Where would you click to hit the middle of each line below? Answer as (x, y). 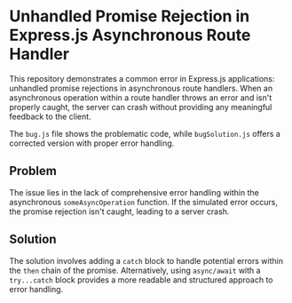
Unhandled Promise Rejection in (130, 16)
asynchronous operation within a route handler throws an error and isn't (141, 97)
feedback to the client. (50, 116)
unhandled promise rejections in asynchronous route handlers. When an (141, 88)
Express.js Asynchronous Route (130, 35)
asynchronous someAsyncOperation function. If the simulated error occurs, (143, 202)
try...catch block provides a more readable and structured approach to (141, 279)
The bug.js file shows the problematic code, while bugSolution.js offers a (145, 133)
